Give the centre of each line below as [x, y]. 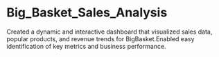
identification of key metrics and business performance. [87, 46]
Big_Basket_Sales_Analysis [87, 13]
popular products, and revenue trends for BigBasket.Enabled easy [100, 38]
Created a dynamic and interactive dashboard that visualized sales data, [109, 32]
